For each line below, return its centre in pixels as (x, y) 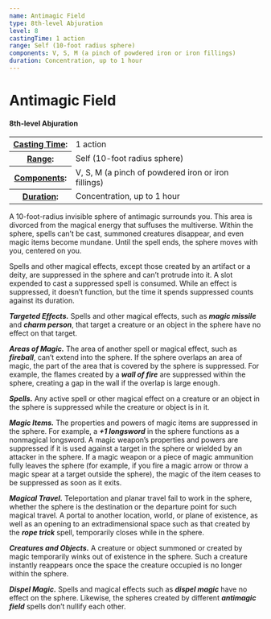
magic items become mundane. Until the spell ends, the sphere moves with (133, 242)
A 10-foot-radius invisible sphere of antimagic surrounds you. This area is (131, 217)
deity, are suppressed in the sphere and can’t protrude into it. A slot (121, 275)
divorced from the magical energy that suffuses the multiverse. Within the (131, 225)
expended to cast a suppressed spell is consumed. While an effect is (123, 283)
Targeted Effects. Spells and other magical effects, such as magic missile (133, 316)
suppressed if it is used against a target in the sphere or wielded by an (126, 448)
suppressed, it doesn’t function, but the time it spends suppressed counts (131, 292)
